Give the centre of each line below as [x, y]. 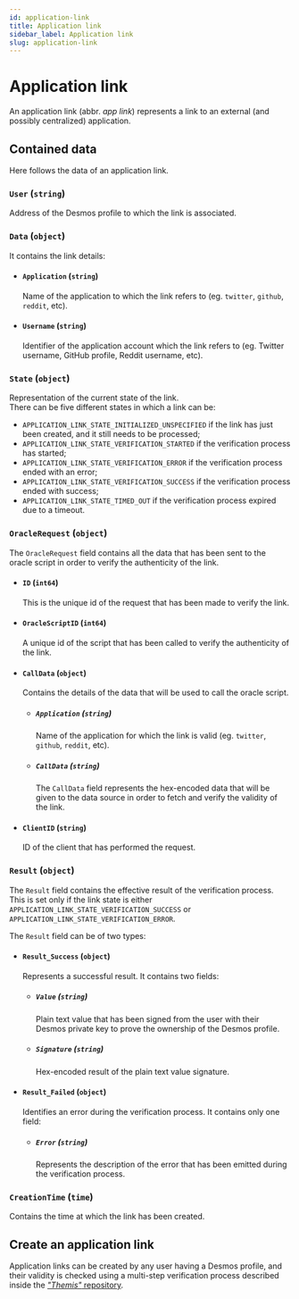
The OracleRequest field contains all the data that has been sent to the [137, 553]
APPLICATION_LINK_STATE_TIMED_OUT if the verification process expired [149, 500]
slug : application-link [54, 42]
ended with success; [60, 491]
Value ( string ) [62, 996]
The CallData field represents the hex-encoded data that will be [153, 788]
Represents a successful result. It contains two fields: [120, 976]
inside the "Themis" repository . [66, 1285]
